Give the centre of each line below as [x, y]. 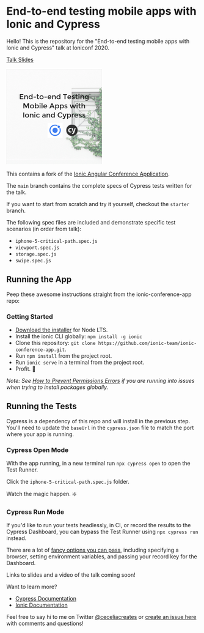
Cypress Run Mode [35, 512]
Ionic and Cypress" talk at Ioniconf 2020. [58, 48]
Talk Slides [20, 59]
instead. [16, 538]
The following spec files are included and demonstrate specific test [91, 222]
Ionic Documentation [42, 605]
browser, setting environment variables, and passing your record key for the [102, 557]
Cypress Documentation [46, 599]
